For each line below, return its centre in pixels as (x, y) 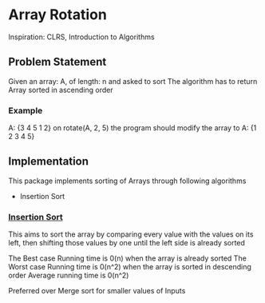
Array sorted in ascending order (61, 90)
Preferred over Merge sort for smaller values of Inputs (97, 291)
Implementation (49, 161)
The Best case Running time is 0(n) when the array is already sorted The (128, 258)
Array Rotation (58, 15)
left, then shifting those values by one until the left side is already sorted (127, 243)
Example (26, 110)
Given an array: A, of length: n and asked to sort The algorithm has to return (133, 81)
